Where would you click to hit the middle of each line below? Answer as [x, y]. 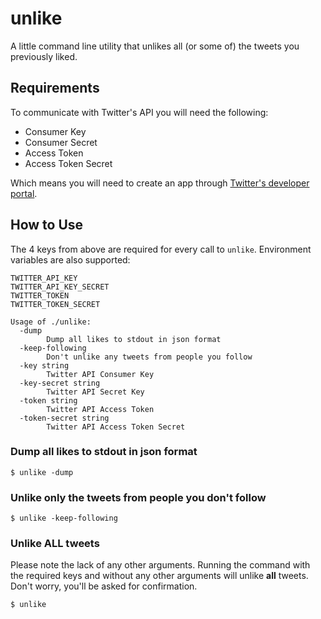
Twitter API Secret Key [95, 392]
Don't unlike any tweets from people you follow [149, 357]
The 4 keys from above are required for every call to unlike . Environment [161, 249]
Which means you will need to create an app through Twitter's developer [160, 183]
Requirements [55, 88]
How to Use [47, 225]
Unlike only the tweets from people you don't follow [138, 497]
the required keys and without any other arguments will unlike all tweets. [159, 576]
